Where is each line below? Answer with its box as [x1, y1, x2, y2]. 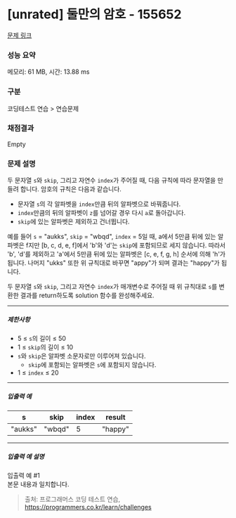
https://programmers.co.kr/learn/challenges [24, 503, 152, 512]
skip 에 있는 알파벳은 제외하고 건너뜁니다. [17, 217, 130, 226]
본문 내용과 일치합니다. [7, 480, 70, 488]
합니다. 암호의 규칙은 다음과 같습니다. [20, 185, 122, 193]
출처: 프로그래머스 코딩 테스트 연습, [24, 495, 121, 503]
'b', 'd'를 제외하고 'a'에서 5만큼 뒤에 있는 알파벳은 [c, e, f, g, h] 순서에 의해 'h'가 [7, 250, 226, 259]
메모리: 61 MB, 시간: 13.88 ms [7, 67, 90, 76]
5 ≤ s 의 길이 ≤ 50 [17, 335, 67, 343]
